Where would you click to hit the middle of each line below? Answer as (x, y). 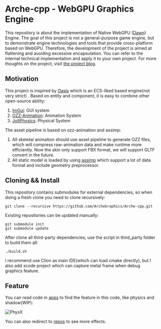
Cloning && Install (32, 181)
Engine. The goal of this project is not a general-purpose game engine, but (80, 38)
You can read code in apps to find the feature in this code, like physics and (80, 297)
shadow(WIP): (19, 303)
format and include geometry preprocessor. (56, 165)
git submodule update (27, 228)
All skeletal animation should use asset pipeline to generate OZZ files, (81, 139)
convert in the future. (33, 155)
